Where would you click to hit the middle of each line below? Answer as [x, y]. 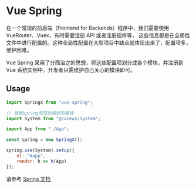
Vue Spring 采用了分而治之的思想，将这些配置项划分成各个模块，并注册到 [95, 62]
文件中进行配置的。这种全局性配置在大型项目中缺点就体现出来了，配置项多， [99, 42]
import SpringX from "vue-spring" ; [50, 102]
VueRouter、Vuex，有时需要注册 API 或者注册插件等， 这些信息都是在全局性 [98, 35]
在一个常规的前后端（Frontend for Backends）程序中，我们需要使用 [88, 28]
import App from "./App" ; [38, 129]
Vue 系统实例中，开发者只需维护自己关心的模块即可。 [71, 70]
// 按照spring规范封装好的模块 [40, 113]
